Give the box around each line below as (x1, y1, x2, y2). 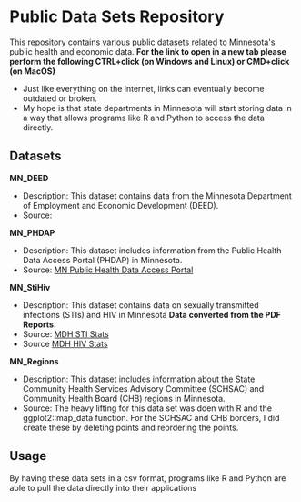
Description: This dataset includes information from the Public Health (22, 244, 282, 256)
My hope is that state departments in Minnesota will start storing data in (22, 102, 293, 113)
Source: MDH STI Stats (22, 328, 109, 339)
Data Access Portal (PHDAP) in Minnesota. (22, 254, 183, 265)
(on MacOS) (9, 66, 56, 77)
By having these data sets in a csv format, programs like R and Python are (9, 472, 286, 484)
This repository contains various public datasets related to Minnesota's (9, 36, 276, 47)
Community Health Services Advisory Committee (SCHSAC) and (22, 383, 265, 394)
